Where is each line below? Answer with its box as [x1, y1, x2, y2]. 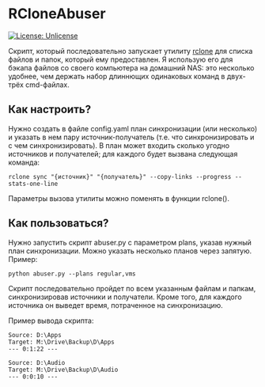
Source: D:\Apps [8, 331, 62, 339]
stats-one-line [8, 180, 59, 188]
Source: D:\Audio [8, 359, 66, 366]
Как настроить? [8, 103, 92, 116]
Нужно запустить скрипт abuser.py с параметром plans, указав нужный [8, 237, 252, 247]
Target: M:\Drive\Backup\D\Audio [8, 366, 119, 374]
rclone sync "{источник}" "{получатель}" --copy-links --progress [8, 173, 232, 180]
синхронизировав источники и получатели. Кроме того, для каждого [8, 292, 243, 302]
